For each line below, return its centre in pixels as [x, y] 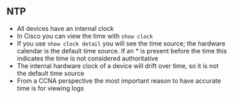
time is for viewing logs [50, 88]
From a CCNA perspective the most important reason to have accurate [119, 81]
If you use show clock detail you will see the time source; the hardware [121, 43]
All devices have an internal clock [65, 28]
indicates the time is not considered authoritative [87, 58]
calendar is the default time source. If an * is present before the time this [122, 51]
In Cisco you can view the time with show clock [85, 36]
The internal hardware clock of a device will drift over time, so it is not [118, 65]
